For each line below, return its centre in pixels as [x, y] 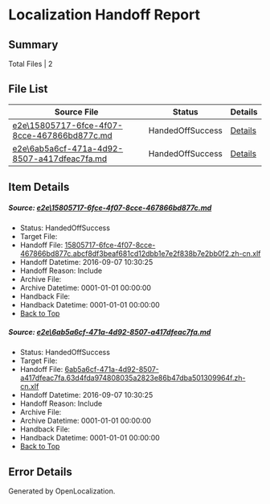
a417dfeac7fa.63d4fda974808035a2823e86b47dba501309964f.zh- [133, 378]
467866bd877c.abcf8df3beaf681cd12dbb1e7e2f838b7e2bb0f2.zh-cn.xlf [140, 254]
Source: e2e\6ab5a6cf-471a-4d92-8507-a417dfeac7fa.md [110, 332]
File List [28, 89]
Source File [76, 112]
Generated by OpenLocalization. [62, 491]
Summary [33, 45]
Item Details [39, 187]
